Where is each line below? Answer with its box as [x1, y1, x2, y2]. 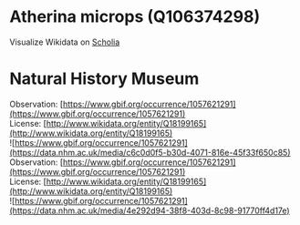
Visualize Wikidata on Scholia [9, 36, 120, 47]
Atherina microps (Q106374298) [9, 6, 261, 27]
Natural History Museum [9, 68, 200, 89]
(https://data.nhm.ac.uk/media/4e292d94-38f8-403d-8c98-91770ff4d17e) [9, 205, 290, 216]
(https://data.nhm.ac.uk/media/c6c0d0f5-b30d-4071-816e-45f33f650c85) [9, 147, 291, 158]
